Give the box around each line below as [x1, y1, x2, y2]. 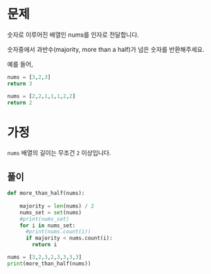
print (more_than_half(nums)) [7, 260, 91, 267]
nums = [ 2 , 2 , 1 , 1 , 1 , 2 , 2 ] [7, 93, 76, 100]
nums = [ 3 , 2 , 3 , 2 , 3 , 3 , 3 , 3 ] [7, 254, 82, 261]
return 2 [7, 99, 33, 106]
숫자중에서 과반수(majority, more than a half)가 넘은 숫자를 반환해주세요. [7, 45, 205, 53]
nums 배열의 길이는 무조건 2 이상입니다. [7, 149, 111, 157]
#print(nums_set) [19, 215, 70, 222]
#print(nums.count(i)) [25, 228, 91, 235]
